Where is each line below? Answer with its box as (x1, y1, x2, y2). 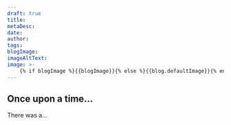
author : (7, 36, 30, 43)
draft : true (7, 10, 41, 17)
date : (7, 29, 23, 36)
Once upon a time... (7, 93, 93, 104)
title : (7, 16, 26, 23)
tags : (7, 42, 23, 49)
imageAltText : (7, 55, 48, 62)
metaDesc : (7, 23, 36, 30)
